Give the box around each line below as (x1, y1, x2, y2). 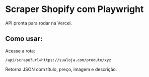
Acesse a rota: (5, 47, 35, 53)
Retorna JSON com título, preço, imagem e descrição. (5, 66, 117, 72)
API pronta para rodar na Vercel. (5, 20, 72, 26)
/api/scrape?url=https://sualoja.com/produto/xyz (5, 57, 112, 62)
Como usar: (5, 34, 43, 43)
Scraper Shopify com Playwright (5, 3, 144, 15)
